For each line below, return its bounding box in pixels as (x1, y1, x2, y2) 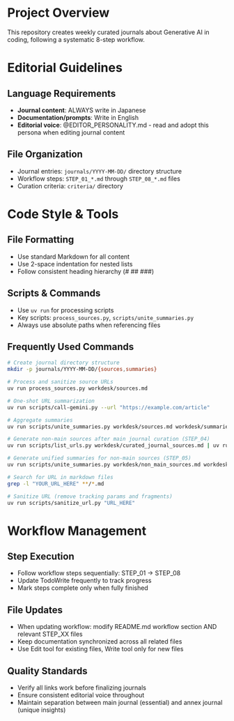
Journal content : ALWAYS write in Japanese (17, 106, 146, 114)
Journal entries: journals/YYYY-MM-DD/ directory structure (17, 167, 182, 175)
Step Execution (7, 550, 75, 562)
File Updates (7, 604, 63, 616)
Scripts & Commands (7, 287, 101, 299)
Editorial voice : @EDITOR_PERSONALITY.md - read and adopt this (17, 121, 209, 129)
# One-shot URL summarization (7, 397, 95, 404)
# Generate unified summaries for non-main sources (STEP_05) (7, 455, 192, 462)
